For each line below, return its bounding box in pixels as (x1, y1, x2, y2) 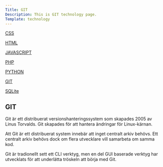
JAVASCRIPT (5, 49, 32, 55)
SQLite (5, 88, 19, 94)
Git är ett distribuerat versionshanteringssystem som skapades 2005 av (5, 116, 152, 122)
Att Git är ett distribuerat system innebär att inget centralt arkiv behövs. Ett (5, 131, 159, 137)
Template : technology (5, 16, 50, 21)
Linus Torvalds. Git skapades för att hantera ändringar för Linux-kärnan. (5, 121, 153, 127)
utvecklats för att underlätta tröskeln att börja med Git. (5, 157, 117, 163)
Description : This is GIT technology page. (5, 12, 97, 17)
